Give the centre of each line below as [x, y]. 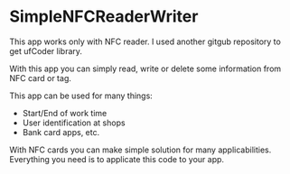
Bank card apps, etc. [61, 132]
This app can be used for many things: [81, 96]
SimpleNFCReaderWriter [104, 17]
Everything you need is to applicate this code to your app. [117, 159]
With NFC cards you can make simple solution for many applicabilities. [140, 150]
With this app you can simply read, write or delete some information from [145, 69]
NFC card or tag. [41, 78]
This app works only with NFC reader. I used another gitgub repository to [145, 41]
